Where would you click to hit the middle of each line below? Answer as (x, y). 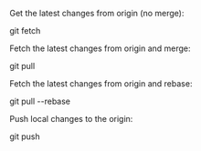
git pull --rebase (40, 101)
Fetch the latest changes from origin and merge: (100, 48)
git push (25, 136)
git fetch (25, 30)
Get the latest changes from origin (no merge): (97, 13)
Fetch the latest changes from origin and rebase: (101, 84)
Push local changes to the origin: (71, 119)
